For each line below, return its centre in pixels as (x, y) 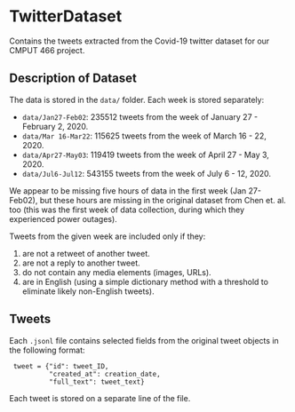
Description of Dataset (73, 79)
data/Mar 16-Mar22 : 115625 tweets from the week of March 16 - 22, (144, 136)
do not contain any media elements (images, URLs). (116, 272)
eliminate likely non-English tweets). (88, 291)
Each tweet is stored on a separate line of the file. (100, 398)
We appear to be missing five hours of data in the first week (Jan (128, 190)
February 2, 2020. (55, 126)
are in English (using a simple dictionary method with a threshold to (145, 281)
